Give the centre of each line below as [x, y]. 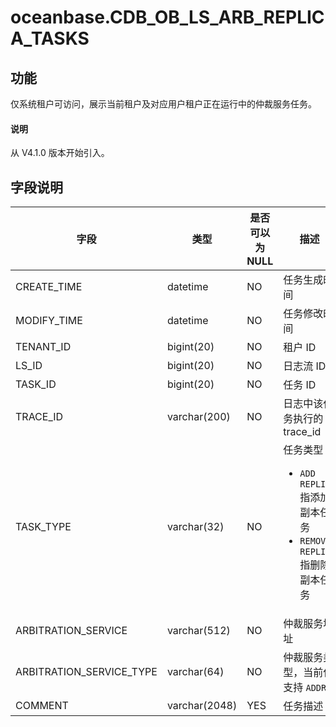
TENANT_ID [43, 347]
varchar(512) [198, 631]
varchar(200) [198, 417]
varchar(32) [195, 527]
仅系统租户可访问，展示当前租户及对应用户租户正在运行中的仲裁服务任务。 [163, 104]
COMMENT [42, 706]
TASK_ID [36, 384]
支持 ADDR [305, 688]
